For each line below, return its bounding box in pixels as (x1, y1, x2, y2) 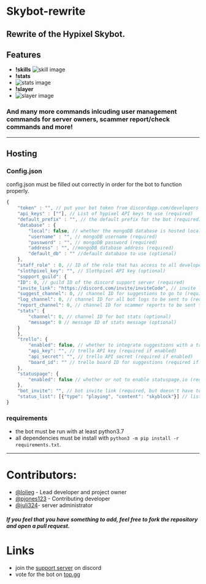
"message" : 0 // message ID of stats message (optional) (28, 319, 177, 325)
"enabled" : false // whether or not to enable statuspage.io (28, 376, 188, 382)
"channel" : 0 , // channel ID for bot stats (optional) (28, 314, 172, 320)
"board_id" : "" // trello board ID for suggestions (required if (28, 359, 199, 365)
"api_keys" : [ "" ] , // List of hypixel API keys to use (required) (17, 211, 193, 217)
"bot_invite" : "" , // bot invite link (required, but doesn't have (17, 388, 193, 394)
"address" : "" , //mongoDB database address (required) (28, 245, 174, 251)
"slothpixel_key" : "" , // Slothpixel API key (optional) (17, 267, 166, 274)
